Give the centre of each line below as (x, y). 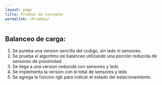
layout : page (19, 10)
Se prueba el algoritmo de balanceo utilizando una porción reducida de (84, 56)
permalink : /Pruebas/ (27, 19)
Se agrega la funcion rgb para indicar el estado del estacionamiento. (82, 77)
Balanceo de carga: (35, 39)
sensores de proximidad (37, 61)
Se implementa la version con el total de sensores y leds (70, 72)
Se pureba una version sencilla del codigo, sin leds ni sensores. (77, 51)
